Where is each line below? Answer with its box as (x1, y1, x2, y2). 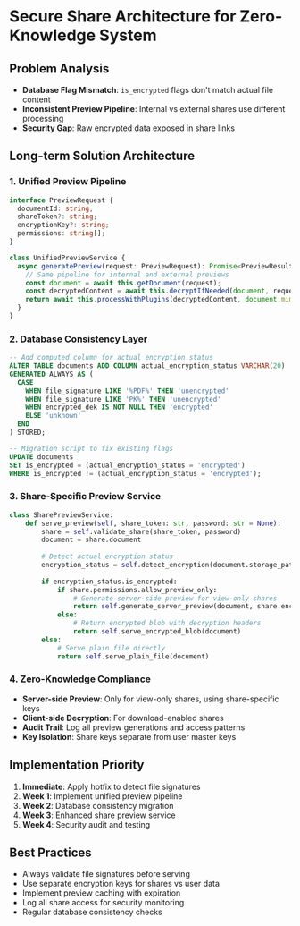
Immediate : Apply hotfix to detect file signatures (21, 781, 201, 792)
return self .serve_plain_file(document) (56, 651, 210, 661)
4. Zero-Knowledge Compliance (9, 673, 152, 685)
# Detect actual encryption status (41, 552, 174, 561)
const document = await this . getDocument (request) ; (25, 278, 221, 287)
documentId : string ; (17, 204, 94, 213)
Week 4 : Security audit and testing (21, 819, 151, 829)
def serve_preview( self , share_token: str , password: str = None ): (25, 519, 281, 528)
